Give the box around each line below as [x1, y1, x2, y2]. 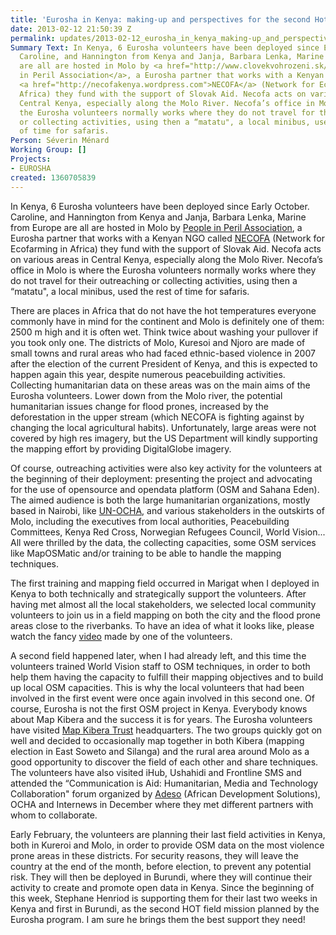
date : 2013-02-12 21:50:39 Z [10, 24, 132, 34]
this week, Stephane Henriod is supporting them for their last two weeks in [10, 892, 318, 904]
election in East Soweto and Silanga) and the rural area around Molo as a [10, 745, 310, 757]
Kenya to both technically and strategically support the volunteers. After [10, 587, 307, 600]
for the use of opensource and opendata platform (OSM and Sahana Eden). [10, 483, 320, 495]
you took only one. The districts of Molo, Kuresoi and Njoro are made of [10, 336, 306, 348]
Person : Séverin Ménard [10, 136, 110, 146]
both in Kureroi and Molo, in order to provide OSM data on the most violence [10, 839, 325, 851]
